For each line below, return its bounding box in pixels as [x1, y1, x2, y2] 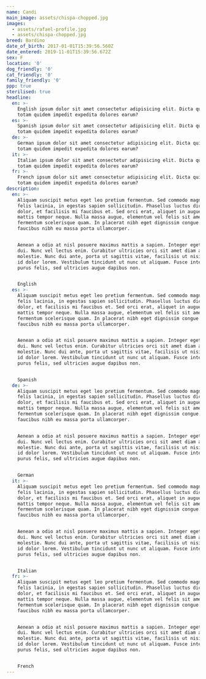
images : [6, 20, 26, 26]
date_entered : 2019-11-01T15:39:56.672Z [6, 49, 112, 55]
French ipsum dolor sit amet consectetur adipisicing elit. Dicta [17, 174, 191, 181]
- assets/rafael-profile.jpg [12, 26, 86, 32]
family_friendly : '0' [6, 77, 62, 83]
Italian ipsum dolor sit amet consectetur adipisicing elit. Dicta [17, 157, 193, 163]
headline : [6, 94, 32, 101]
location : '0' [6, 60, 43, 66]
